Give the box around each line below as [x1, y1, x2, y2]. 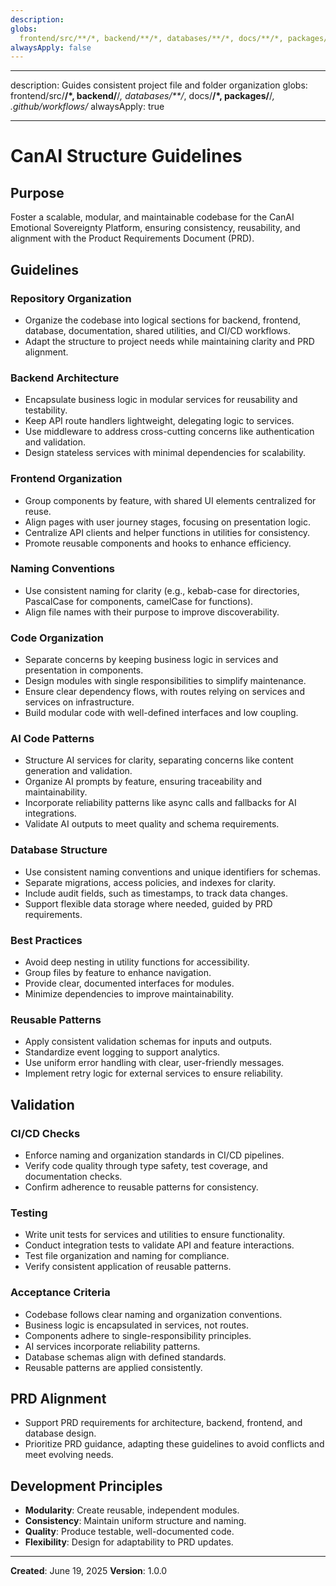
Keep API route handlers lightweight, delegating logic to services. [24, 415, 295, 427]
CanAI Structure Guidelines [10, 145, 243, 168]
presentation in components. [24, 664, 144, 676]
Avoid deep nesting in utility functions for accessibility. [24, 956, 250, 968]
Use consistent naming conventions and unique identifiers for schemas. [24, 866, 321, 878]
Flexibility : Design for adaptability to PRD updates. [24, 1536, 234, 1548]
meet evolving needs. [24, 1449, 114, 1461]
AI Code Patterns [10, 732, 95, 746]
